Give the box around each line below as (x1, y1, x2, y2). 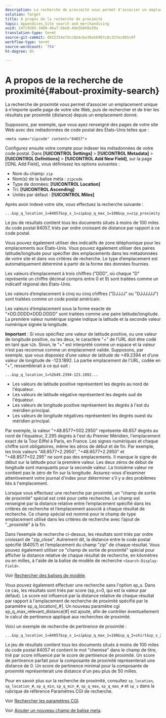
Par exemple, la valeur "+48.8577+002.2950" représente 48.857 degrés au (5, 428, 159, 433)
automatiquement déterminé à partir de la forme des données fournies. (5, 261, 150, 267)
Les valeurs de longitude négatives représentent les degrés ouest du (12, 413, 152, 419)
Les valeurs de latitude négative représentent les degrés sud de (12, 392, 142, 398)
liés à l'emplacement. (5, 480, 48, 487)
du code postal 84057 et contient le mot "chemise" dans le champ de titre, (5, 647, 157, 653)
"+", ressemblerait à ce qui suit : (5, 363, 71, 369)
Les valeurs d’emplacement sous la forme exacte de (5, 306, 111, 312)
